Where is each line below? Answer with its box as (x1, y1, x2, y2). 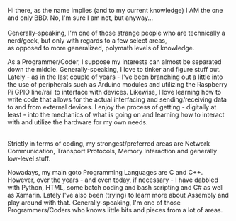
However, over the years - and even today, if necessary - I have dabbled (7, 176, 218, 184)
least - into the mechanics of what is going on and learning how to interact (7, 110, 225, 119)
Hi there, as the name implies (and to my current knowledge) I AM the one (7, 6, 223, 14)
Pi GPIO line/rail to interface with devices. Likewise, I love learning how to (7, 88, 222, 96)
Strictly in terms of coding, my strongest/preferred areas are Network (7, 139, 210, 148)
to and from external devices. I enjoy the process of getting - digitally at (7, 103, 217, 111)
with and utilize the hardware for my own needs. (7, 118, 148, 126)
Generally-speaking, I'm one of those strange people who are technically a (7, 28, 225, 37)
